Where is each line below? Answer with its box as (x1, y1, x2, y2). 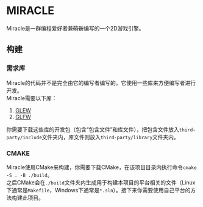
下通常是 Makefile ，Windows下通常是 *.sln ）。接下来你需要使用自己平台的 (6, 186, 191, 194)
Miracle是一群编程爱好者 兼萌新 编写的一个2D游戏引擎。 (6, 24, 144, 32)
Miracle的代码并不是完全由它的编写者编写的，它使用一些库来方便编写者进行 (6, 79, 196, 86)
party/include (6, 134, 43, 140)
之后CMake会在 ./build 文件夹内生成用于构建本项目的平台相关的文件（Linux (6, 178, 196, 186)
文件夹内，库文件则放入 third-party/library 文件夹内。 (41, 133, 180, 140)
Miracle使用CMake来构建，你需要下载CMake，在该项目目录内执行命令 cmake (6, 163, 197, 171)
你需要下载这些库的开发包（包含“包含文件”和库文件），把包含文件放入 (6, 126, 180, 133)
